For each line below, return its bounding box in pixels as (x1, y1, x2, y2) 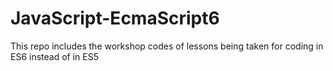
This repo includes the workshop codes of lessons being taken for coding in (10, 40, 324, 52)
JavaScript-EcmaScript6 (10, 7, 220, 30)
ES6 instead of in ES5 (10, 50, 99, 62)
